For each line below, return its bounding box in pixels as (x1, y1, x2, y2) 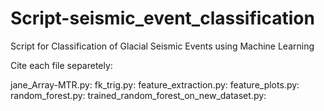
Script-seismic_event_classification (10, 7, 315, 30)
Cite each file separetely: (10, 59, 113, 71)
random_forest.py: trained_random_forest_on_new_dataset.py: (10, 89, 267, 101)
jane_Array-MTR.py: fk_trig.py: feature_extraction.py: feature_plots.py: (10, 78, 300, 91)
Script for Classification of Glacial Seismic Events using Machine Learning (10, 40, 315, 52)
